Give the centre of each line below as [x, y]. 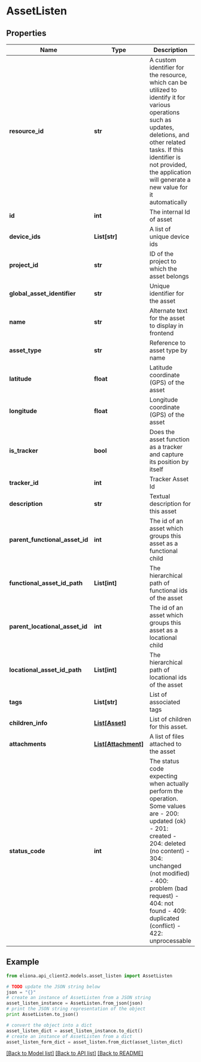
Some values [167, 806]
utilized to [163, 90]
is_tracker [24, 450]
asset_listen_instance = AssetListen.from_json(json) [75, 1003]
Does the [162, 432]
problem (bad [168, 888]
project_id [24, 265]
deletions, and [169, 135]
